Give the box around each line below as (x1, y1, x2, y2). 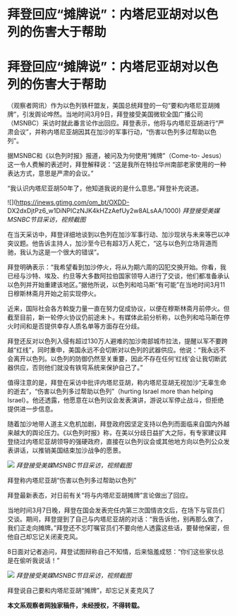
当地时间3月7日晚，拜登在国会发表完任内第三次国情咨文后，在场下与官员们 (7, 506, 225, 515)
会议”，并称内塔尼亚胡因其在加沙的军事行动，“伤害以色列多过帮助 (13, 128, 205, 136)
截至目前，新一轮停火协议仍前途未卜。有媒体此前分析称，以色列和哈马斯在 (7, 313, 224, 321)
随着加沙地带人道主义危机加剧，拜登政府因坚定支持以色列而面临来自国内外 (7, 420, 224, 429)
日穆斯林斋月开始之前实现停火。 (7, 290, 100, 298)
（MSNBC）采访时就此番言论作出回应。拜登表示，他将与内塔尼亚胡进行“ (7, 119, 219, 128)
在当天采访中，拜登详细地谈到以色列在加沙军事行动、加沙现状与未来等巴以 (7, 230, 224, 239)
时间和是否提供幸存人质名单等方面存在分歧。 (13, 322, 143, 331)
